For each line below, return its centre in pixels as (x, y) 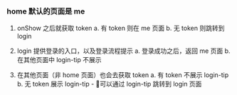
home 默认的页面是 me (46, 11)
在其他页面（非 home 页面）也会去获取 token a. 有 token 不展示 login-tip (123, 75)
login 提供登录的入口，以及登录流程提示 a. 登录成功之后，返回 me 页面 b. (123, 51)
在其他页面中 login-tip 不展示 (59, 60)
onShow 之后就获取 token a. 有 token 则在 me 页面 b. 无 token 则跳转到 (121, 28)
